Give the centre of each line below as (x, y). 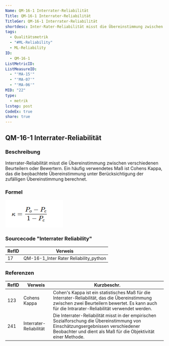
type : (11, 96)
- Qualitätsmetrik (29, 37)
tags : (11, 32)
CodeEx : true (19, 111)
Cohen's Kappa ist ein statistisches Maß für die (102, 292)
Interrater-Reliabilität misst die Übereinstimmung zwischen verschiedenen (82, 163)
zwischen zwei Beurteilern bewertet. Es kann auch (105, 303)
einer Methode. (69, 336)
